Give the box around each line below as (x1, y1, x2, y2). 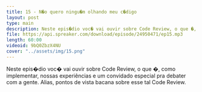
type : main (6, 20, 34, 26)
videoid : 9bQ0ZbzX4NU (6, 43, 61, 49)
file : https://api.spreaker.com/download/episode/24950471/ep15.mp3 (6, 31, 183, 38)
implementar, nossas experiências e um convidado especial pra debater (6, 72, 186, 79)
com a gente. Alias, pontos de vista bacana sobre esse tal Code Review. (6, 78, 186, 85)
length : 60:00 (6, 37, 42, 43)
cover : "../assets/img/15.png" (6, 48, 86, 54)
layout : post (6, 15, 39, 21)
